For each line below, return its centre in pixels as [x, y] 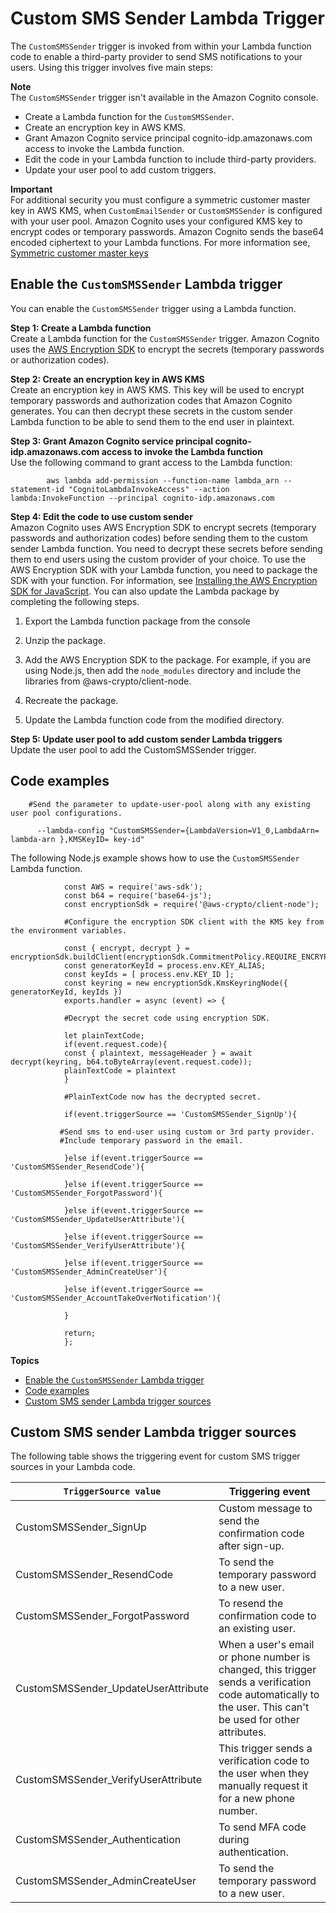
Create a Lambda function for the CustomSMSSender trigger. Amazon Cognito [165, 338]
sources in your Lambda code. [73, 1467]
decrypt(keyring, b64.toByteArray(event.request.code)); [131, 1062]
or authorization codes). [60, 359]
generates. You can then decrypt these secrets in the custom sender [152, 411]
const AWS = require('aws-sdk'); [133, 887]
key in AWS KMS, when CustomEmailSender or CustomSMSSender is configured [166, 210]
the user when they [264, 1774]
